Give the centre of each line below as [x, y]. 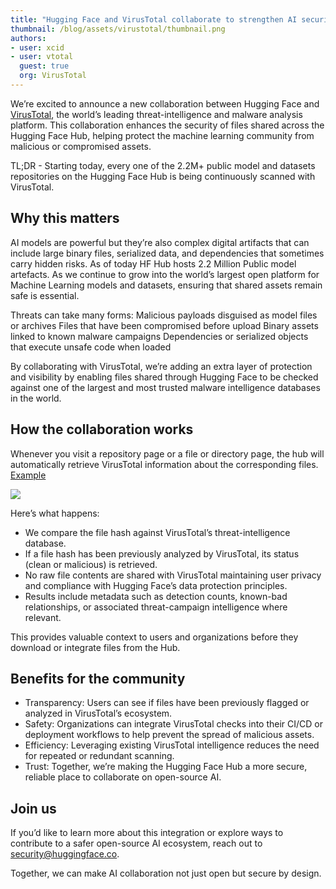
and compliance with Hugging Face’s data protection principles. [156, 585]
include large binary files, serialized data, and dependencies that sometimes [167, 253]
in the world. [36, 398]
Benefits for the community [98, 678]
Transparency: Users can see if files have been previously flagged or [167, 703]
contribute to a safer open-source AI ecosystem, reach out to [136, 843]
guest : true [44, 66]
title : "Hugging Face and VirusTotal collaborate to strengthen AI [154, 19]
